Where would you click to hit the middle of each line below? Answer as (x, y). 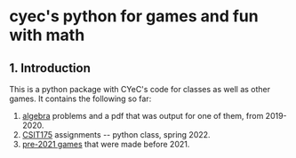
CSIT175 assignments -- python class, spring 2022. (116, 134)
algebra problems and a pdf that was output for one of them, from (143, 116)
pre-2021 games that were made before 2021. (106, 144)
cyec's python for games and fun (134, 16)
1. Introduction (50, 68)
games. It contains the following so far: (80, 99)
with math (47, 35)
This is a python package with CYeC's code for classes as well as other (140, 89)
